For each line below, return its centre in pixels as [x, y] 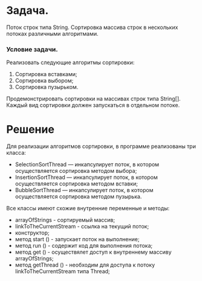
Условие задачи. [32, 49]
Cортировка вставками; [46, 74]
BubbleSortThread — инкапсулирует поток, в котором [84, 190]
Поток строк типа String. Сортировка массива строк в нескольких [92, 27]
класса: [16, 153]
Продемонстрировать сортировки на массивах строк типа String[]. [93, 99]
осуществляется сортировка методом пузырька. [78, 196]
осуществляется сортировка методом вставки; [76, 184]
